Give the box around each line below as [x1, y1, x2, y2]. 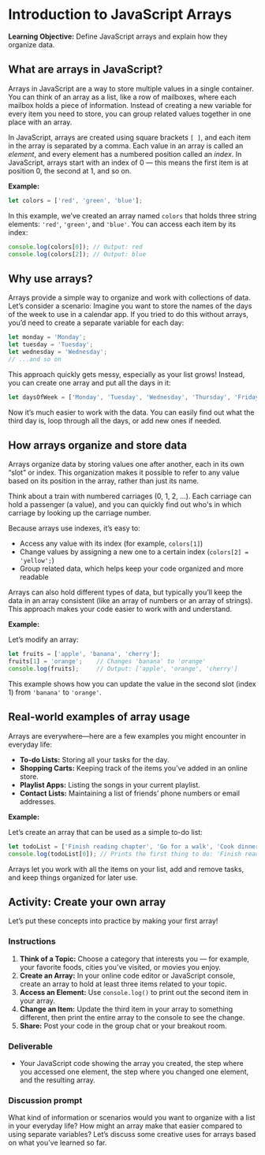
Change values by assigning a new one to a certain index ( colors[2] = [19, 547, 249, 557]
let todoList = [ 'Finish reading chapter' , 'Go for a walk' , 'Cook [8, 842, 235, 851]
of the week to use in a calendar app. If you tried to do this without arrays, [8, 310, 248, 319]
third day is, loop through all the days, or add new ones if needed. [8, 415, 222, 425]
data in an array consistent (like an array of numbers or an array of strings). [8, 596, 253, 605]
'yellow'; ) [19, 556, 55, 565]
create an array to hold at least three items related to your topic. [19, 979, 227, 989]
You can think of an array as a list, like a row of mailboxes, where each [8, 92, 237, 102]
